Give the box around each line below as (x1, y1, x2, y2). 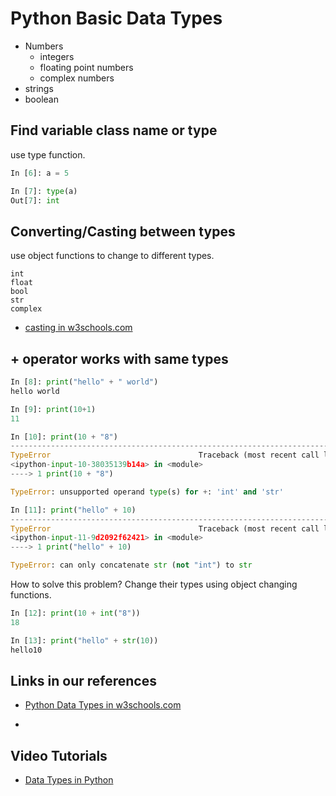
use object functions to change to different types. (10, 250, 215, 262)
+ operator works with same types (10, 350, 229, 367)
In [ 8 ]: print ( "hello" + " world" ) (10, 377, 159, 387)
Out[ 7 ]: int (10, 195, 60, 206)
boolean (24, 93, 59, 105)
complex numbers (39, 72, 115, 84)
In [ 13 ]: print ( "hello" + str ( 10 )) (10, 635, 159, 646)
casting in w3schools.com (24, 322, 133, 334)
